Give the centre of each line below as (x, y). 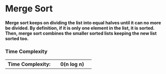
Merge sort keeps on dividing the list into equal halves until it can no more (83, 22)
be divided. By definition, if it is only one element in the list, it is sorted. (80, 28)
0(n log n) (72, 64)
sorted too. (17, 38)
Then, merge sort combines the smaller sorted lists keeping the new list (81, 33)
